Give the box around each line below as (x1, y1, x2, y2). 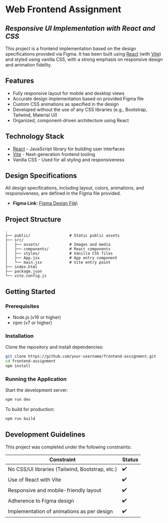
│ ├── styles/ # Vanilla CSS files (5, 251, 113, 256)
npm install (5, 363, 31, 369)
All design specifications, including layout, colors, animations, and (5, 185, 144, 191)
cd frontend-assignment (5, 359, 56, 364)
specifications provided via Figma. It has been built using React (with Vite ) (5, 51, 161, 57)
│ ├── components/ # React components (5, 246, 111, 252)
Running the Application (5, 375, 67, 382)
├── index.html (5, 264, 38, 269)
